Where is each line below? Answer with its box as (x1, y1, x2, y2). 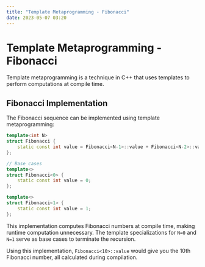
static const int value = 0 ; (17, 177, 92, 183)
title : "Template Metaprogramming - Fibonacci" (6, 9, 130, 15)
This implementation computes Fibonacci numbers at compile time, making (6, 222, 195, 229)
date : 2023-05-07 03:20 (6, 15, 67, 21)
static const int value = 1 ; (17, 205, 92, 212)
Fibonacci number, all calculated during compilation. (6, 254, 138, 261)
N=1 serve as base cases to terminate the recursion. (6, 235, 136, 243)
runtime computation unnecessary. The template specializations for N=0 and (6, 229, 197, 236)
